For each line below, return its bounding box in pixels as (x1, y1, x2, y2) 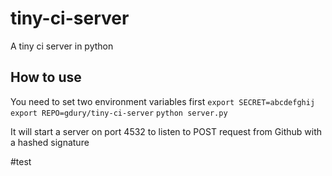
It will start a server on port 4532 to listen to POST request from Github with (10, 125, 323, 137)
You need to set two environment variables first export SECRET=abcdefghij (10, 95, 316, 107)
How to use (10, 69, 82, 86)
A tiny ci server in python (10, 40, 114, 52)
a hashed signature (10, 136, 90, 148)
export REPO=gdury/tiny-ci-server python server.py (10, 108, 228, 118)
